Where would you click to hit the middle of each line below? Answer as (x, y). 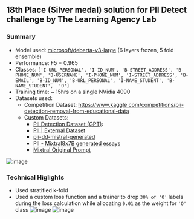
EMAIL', (24, 80)
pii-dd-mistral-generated (64, 136)
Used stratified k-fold (41, 190)
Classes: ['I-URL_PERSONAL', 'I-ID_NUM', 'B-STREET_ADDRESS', (94, 69)
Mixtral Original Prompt (62, 150)
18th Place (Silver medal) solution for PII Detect (97, 10)
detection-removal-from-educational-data (76, 111)
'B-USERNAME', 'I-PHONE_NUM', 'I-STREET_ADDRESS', (113, 75)
